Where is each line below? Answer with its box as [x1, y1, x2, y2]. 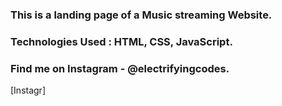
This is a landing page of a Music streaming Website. [10, 8, 273, 22]
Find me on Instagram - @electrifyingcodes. [10, 61, 230, 75]
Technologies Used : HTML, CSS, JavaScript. [10, 34, 233, 48]
